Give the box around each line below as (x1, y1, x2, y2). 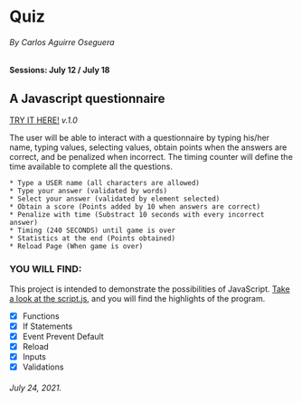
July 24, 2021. (9, 382, 62, 394)
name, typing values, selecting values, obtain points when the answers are (9, 142, 288, 153)
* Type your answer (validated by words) (9, 187, 168, 196)
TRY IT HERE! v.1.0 (9, 115, 79, 126)
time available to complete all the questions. (9, 161, 174, 173)
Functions (22, 310, 61, 322)
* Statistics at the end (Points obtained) (9, 234, 176, 243)
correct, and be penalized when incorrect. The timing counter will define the (9, 152, 294, 163)
